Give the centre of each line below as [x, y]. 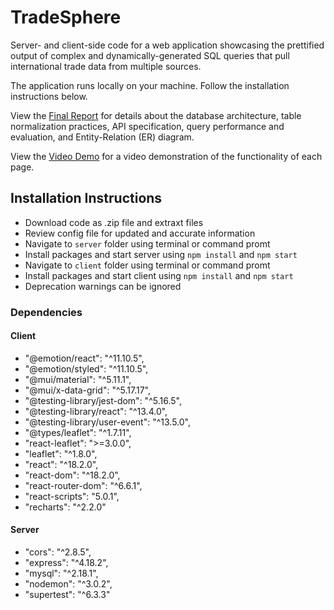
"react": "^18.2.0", [61, 464]
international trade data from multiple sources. [106, 66]
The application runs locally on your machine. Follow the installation [150, 85]
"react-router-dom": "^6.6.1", [83, 485]
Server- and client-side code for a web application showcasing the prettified [167, 45]
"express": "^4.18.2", [66, 563]
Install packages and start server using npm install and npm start [161, 254]
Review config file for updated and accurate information [140, 233]
